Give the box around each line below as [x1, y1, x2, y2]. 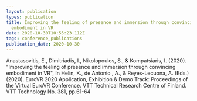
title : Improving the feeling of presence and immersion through [6, 19, 169, 25]
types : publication [6, 14, 54, 20]
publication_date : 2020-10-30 [6, 41, 80, 47]
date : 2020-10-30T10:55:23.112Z [6, 30, 85, 36]
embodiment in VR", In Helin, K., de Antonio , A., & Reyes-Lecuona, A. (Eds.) [6, 69, 189, 76]
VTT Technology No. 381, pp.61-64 [6, 88, 91, 95]
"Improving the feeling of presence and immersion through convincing [6, 63, 176, 70]
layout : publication [6, 8, 57, 15]
